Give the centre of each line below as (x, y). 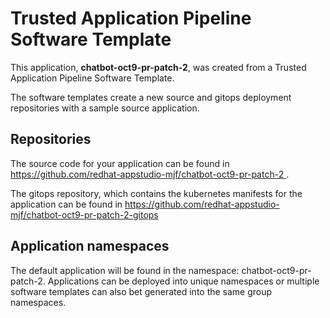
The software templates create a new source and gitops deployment (151, 97)
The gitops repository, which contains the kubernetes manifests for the (156, 193)
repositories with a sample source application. (105, 108)
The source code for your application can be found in (120, 163)
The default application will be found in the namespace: (125, 270)
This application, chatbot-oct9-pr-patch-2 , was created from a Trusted (158, 67)
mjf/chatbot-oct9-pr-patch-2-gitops (84, 214)
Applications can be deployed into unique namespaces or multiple (183, 281)
